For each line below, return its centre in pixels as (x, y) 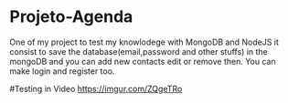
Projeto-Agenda (71, 17)
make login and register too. (62, 71)
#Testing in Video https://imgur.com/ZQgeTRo (96, 88)
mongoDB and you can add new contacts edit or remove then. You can (143, 61)
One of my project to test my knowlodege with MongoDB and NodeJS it (144, 42)
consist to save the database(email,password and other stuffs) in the (139, 51)
